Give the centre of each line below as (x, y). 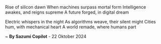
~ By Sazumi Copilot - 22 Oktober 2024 (46, 36)
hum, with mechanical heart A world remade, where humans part (71, 27)
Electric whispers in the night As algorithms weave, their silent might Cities (80, 22)
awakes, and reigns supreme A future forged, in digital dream (67, 12)
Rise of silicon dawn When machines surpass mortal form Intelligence (76, 7)
